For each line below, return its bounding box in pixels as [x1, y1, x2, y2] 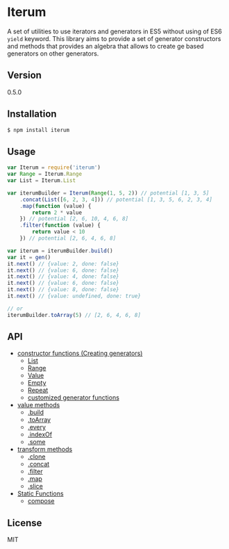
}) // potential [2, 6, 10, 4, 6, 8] [19, 215, 129, 222]
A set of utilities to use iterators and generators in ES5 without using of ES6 [7, 27, 222, 35]
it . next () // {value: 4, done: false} [7, 273, 119, 280]
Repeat [27, 386, 49, 395]
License [7, 517, 42, 529]
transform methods [17, 445, 73, 454]
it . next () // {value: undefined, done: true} [7, 293, 141, 300]
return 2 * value [32, 209, 82, 216]
